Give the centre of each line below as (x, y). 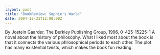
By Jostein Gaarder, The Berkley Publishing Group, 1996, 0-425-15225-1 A (80, 32)
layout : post (18, 9)
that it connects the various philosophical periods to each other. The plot (78, 42)
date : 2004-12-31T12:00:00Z (34, 18)
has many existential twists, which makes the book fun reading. (69, 48)
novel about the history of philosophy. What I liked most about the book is (79, 37)
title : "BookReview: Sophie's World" (44, 14)
